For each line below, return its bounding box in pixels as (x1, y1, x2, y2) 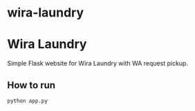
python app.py (7, 97, 48, 104)
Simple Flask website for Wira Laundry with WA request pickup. (7, 59, 189, 68)
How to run (7, 79, 56, 91)
